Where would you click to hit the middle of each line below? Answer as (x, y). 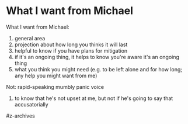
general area (30, 38)
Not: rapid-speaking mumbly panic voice (55, 87)
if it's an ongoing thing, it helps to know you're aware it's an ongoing (97, 57)
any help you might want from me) (56, 75)
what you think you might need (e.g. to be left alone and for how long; (98, 69)
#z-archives (20, 116)
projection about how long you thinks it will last (71, 44)
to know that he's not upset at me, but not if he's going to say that (94, 98)
